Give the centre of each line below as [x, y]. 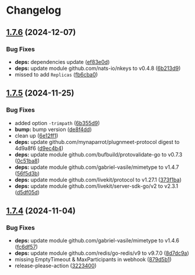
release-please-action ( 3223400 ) [56, 266]
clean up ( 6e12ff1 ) [36, 135]
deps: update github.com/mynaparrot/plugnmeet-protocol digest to [97, 142]
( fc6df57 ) [26, 247]
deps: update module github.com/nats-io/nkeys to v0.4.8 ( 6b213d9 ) [98, 68]
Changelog [34, 10]
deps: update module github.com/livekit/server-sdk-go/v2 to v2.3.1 [96, 186]
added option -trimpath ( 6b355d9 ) [57, 123]
